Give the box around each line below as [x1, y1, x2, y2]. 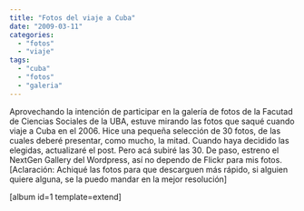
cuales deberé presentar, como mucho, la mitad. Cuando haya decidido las [9, 135, 289, 146]
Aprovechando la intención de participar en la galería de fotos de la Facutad [9, 105, 293, 116]
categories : [9, 30, 54, 39]
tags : [9, 55, 30, 65]
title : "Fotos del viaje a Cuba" [9, 13, 136, 23]
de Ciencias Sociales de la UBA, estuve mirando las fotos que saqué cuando [9, 116, 295, 126]
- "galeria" [17, 81, 64, 90]
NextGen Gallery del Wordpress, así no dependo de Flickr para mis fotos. [9, 154, 283, 165]
